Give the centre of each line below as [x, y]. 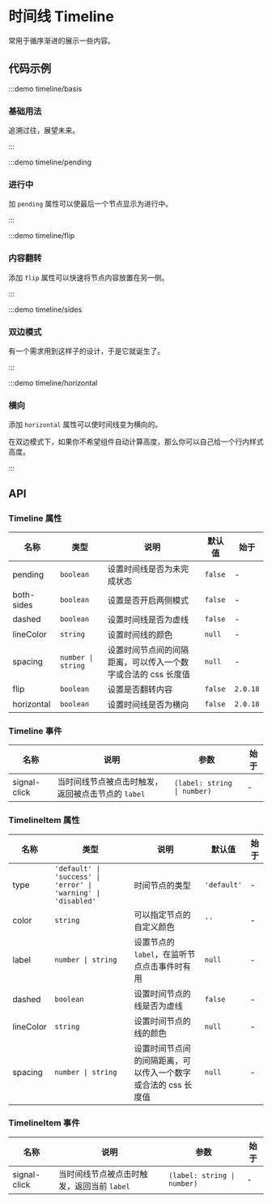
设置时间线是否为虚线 [149, 619]
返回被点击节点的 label [101, 794]
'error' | [73, 885]
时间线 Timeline [62, 17]
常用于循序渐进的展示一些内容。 [62, 41]
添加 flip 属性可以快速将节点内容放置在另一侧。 [89, 277]
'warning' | [78, 893]
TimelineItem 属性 [44, 821]
